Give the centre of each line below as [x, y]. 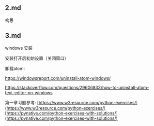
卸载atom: [15, 68]
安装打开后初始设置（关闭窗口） [37, 58]
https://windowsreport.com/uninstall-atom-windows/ [58, 78]
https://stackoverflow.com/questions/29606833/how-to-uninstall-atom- [77, 87]
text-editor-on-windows [29, 92]
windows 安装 [19, 48]
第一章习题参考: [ [22, 102]
